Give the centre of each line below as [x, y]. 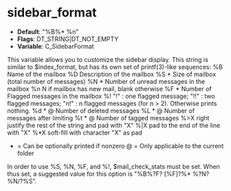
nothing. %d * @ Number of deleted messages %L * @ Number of [101, 111]
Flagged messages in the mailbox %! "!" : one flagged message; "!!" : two [111, 96]
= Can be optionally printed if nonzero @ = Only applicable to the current [120, 146]
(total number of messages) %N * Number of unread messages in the [106, 81]
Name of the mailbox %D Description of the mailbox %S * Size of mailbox [112, 74]
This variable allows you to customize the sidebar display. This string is [108, 59]
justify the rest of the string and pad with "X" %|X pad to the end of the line [114, 125]
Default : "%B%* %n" [48, 32]
